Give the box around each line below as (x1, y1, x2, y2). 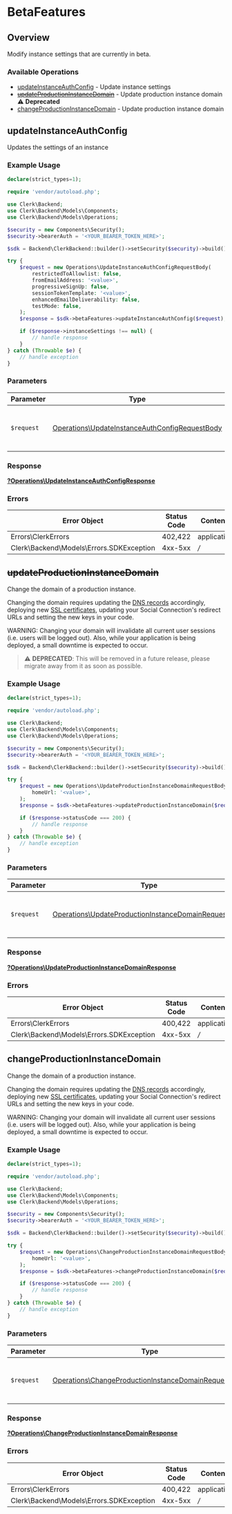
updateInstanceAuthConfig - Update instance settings (17, 83, 171, 91)
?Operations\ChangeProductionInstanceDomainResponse (7, 1429, 178, 1437)
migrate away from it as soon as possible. (23, 662, 143, 670)
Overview (7, 32, 50, 43)
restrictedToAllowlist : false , (32, 271, 122, 278)
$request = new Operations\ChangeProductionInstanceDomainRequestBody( (19, 1248, 230, 1255)
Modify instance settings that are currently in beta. (7, 50, 151, 58)
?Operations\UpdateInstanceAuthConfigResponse (7, 477, 155, 485)
